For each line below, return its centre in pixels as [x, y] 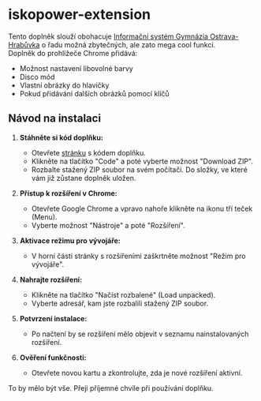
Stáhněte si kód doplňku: [62, 137]
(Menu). [44, 217]
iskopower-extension [80, 15]
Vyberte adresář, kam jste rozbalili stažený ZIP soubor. [120, 303]
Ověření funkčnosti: [53, 358]
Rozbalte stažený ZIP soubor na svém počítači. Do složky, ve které [140, 169]
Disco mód [37, 77]
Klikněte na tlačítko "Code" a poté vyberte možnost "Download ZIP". [142, 161]
